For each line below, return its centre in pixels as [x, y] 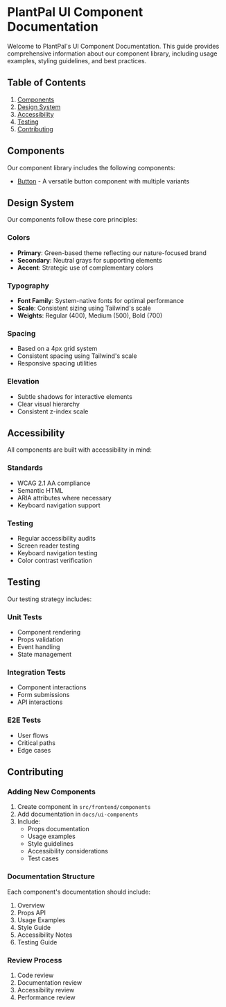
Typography [28, 286]
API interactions [40, 702]
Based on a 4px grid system [57, 349]
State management [44, 655]
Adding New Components [51, 792]
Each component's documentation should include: [79, 892]
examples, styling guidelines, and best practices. [77, 60]
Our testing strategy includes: [50, 599]
